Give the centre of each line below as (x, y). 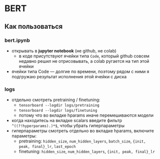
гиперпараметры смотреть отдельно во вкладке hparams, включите (83, 131)
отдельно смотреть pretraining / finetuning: (56, 100)
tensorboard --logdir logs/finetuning (58, 111)
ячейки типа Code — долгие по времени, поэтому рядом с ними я (80, 71)
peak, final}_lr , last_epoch (47, 146)
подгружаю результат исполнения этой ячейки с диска (69, 76)
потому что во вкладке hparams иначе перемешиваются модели (86, 115)
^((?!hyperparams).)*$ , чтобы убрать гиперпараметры (68, 126)
